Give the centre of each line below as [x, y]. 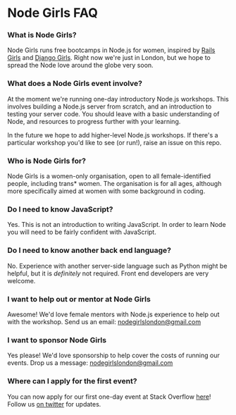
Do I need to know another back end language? [89, 250]
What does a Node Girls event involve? [75, 84]
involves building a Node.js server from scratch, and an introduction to [110, 106]
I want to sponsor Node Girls [57, 340]
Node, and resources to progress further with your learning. [94, 121]
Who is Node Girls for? [47, 161]
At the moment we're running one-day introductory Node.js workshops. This [118, 99]
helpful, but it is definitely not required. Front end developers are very [108, 273]
